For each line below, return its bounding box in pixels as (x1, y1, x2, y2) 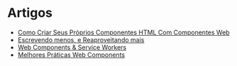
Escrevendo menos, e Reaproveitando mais (17, 35, 145, 44)
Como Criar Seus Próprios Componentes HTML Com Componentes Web (17, 28, 230, 37)
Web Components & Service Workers (17, 43, 126, 51)
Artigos (7, 5, 53, 21)
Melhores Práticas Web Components (17, 51, 126, 59)
